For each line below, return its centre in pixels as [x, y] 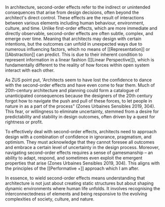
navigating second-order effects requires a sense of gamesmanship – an [79, 153]
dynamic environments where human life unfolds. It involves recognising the [83, 188]
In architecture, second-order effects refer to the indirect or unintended [78, 7]
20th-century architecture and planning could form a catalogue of [72, 90]
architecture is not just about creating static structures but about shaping [80, 183]
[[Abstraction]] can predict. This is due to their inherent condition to [74, 54]
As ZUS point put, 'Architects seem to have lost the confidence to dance [79, 80]
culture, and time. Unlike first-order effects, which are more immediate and [81, 28]
